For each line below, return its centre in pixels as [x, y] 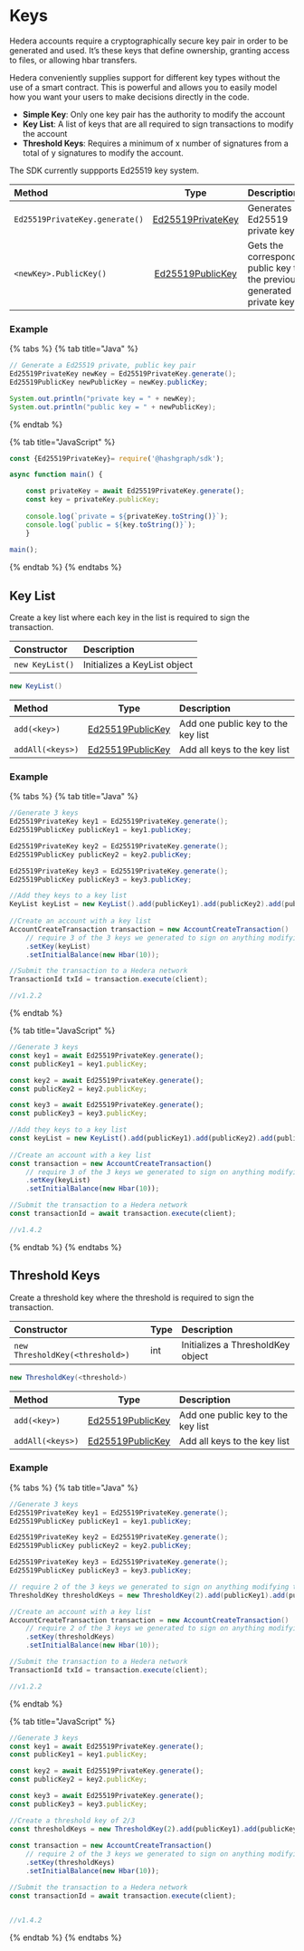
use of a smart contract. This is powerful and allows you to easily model [143, 87]
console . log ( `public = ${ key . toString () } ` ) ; [111, 525]
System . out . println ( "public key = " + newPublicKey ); [113, 407]
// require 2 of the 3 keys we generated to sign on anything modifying [149, 1587]
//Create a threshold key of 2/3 [72, 1821]
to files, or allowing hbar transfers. [73, 60]
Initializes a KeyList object [138, 665]
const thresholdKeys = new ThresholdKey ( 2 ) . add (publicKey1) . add [133, 1829]
